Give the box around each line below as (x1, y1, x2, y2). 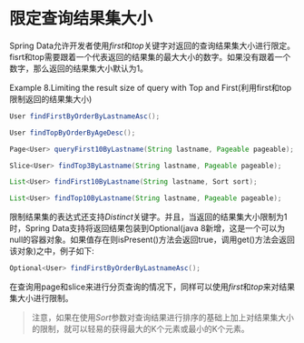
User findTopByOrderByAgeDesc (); (9, 128, 136, 137)
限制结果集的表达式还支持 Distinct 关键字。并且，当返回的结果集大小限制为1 (9, 211, 288, 223)
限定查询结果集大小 (9, 8, 153, 29)
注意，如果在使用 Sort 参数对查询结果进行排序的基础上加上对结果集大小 (31, 312, 295, 323)
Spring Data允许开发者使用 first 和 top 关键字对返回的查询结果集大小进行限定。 (9, 40, 295, 51)
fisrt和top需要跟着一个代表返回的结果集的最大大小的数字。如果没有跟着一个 (9, 51, 291, 62)
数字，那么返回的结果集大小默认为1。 (9, 63, 148, 74)
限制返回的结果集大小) (9, 93, 93, 105)
